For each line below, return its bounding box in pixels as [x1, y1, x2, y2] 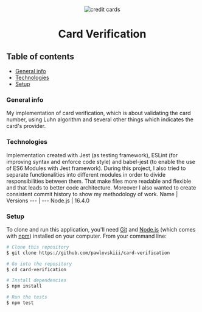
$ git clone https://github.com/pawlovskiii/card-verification [6, 250, 170, 256]
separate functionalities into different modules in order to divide [6, 171, 166, 178]
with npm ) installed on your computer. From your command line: [6, 232, 167, 239]
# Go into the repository [6, 261, 72, 267]
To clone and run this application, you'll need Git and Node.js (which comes [6, 225, 196, 233]
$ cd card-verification [6, 266, 67, 272]
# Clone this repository [6, 244, 69, 250]
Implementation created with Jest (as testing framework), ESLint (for [6, 151, 178, 158]
